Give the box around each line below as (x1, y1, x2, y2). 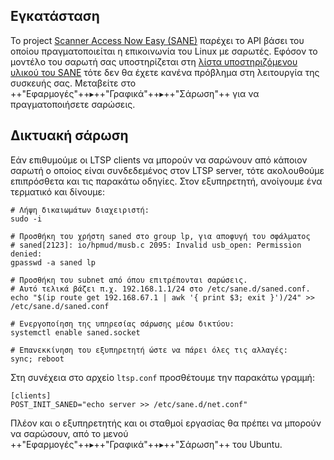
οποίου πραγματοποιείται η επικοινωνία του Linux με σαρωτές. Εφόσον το (10, 45, 318, 57)
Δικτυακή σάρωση (10, 127, 129, 144)
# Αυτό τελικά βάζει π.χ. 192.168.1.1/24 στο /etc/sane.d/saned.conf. (10, 284, 311, 294)
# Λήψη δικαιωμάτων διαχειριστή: (10, 205, 150, 215)
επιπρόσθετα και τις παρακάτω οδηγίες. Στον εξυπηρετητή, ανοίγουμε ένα (10, 175, 323, 187)
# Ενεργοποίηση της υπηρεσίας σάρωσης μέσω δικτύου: (10, 319, 235, 329)
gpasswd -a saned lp (10, 257, 97, 268)
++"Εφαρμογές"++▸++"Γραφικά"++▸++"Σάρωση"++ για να (10, 87, 260, 99)
